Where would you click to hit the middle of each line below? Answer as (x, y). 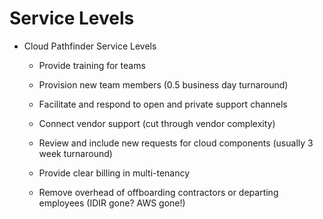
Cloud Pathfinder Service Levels (90, 46)
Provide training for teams (92, 65)
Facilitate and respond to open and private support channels (163, 104)
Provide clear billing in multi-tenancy (114, 173)
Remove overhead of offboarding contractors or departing (158, 192)
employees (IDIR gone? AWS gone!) (112, 203)
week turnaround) (75, 153)
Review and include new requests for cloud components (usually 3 (176, 143)
